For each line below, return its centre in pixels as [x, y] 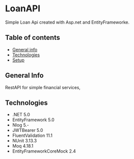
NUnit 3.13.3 [24, 141]
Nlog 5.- [21, 125]
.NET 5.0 [21, 115]
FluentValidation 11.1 [32, 135]
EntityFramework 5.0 [33, 120]
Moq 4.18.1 [23, 146]
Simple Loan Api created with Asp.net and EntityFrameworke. [67, 22]
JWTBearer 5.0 [28, 130]
